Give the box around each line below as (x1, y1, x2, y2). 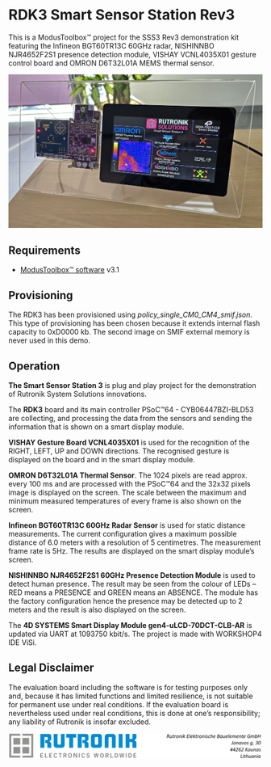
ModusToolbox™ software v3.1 (19, 265, 119, 275)
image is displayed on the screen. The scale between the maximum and (8, 487, 247, 498)
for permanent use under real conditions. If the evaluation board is (8, 699, 229, 709)
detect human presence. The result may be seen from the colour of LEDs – (8, 579, 256, 589)
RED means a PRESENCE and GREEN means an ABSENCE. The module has (8, 588, 259, 597)
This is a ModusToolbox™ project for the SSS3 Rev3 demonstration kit (8, 32, 240, 42)
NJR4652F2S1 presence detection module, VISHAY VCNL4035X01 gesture (8, 49, 256, 59)
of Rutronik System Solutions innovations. (8, 390, 147, 399)
